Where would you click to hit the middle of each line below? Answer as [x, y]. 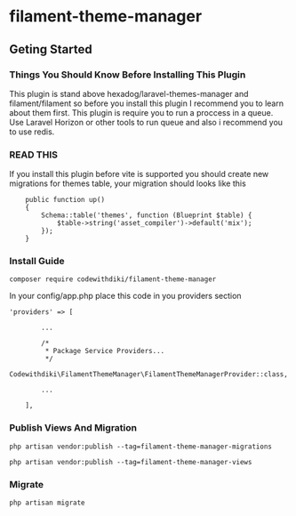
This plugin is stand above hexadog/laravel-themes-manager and [129, 93]
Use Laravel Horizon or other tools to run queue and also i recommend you [146, 122]
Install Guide [37, 262]
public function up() [65, 200]
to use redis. [32, 132]
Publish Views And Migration [73, 428]
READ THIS [34, 155]
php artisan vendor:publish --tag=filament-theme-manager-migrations [141, 447]
